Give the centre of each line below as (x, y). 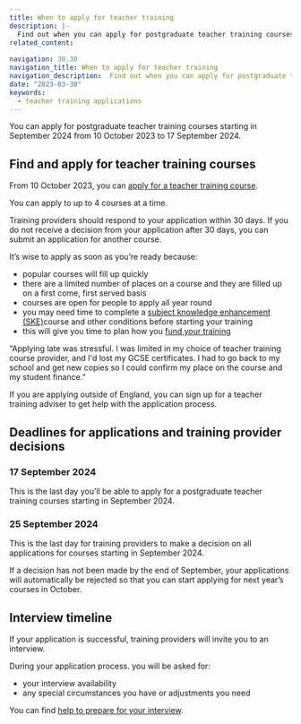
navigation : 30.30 (43, 59)
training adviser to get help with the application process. (113, 404)
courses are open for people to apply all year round (117, 303)
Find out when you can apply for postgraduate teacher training (140, 34)
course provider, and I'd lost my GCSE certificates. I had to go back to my (145, 358)
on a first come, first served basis (84, 293)
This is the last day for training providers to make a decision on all (131, 544)
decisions (37, 446)
